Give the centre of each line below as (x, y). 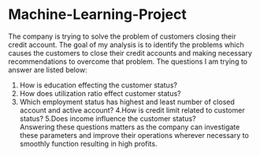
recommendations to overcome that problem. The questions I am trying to (128, 61)
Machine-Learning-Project (97, 15)
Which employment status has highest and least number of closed (127, 102)
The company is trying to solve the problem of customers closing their (122, 36)
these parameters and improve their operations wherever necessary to (134, 135)
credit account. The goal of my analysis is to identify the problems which (126, 44)
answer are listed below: (48, 69)
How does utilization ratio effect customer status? (100, 93)
